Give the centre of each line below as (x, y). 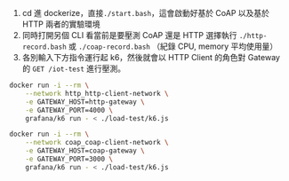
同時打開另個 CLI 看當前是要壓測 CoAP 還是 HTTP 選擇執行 (129, 35)
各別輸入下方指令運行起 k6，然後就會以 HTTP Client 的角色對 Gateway (151, 57)
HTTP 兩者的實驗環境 (61, 24)
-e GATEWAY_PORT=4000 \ (69, 110)
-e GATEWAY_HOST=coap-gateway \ (85, 151)
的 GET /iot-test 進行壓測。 (74, 68)
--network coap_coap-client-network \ (97, 143)
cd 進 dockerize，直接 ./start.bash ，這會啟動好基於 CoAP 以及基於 (145, 13)
